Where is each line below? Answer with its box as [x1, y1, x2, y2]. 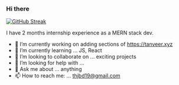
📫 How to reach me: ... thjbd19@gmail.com [14, 72, 121, 79]
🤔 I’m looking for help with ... [14, 59, 84, 66]
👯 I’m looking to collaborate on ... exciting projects [14, 53, 137, 60]
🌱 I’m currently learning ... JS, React [14, 47, 102, 54]
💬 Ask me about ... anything [14, 66, 82, 73]
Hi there [6, 5, 30, 13]
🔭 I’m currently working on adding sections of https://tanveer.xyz [14, 40, 173, 48]
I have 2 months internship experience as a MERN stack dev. [6, 29, 154, 36]
